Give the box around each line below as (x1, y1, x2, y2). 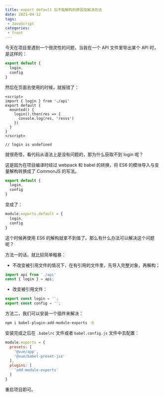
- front (7, 30, 23, 35)
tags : (5, 16, 16, 21)
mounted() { (9, 107, 35, 112)
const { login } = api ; (5, 277, 55, 282)
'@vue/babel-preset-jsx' (14, 354, 65, 359)
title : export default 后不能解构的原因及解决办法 (5, 7, 103, 12)
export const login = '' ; (5, 296, 58, 301)
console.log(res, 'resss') (18, 116, 74, 121)
